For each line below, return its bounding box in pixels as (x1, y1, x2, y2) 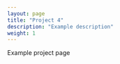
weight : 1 (7, 29, 36, 37)
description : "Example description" (7, 23, 114, 30)
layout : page (7, 10, 45, 17)
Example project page (7, 49, 70, 57)
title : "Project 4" (7, 17, 64, 24)
